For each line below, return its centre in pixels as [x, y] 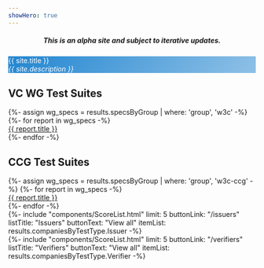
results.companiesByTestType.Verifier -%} [77, 256]
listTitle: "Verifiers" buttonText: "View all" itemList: [89, 248]
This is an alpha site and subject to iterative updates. [132, 41]
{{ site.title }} [29, 61]
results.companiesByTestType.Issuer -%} [75, 231]
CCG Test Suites [49, 162]
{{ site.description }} [41, 68]
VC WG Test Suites [55, 93]
